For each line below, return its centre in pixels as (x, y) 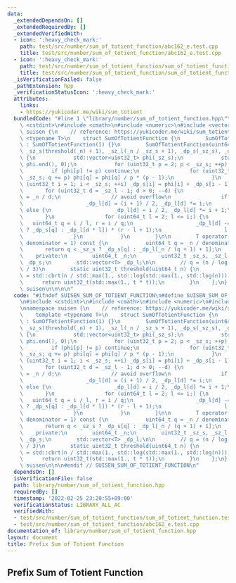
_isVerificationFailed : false (58, 79)
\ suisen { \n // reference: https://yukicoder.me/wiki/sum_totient (125, 132)
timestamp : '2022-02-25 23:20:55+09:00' (73, 498)
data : (15, 14)
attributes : (31, 99)
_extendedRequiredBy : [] (50, 27)
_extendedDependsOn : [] (48, 20)
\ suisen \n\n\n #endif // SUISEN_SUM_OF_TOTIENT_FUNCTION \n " (110, 465)
